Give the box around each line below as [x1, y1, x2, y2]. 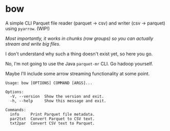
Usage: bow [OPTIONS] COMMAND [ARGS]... [5, 80, 93, 85]
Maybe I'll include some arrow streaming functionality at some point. [5, 70, 150, 77]
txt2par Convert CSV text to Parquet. [10, 121, 95, 126]
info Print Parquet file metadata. [10, 112, 95, 117]
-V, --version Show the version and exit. [10, 94, 104, 99]
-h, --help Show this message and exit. [10, 98, 107, 103]
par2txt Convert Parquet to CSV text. [10, 116, 95, 121]
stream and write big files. [5, 40, 60, 47]
